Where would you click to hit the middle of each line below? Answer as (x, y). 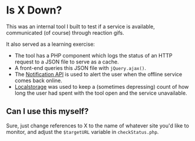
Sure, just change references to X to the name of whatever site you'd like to (98, 125)
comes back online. (39, 80)
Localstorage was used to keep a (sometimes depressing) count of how (102, 86)
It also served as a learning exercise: (51, 44)
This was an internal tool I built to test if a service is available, (80, 26)
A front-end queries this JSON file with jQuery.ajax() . (80, 68)
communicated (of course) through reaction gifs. (65, 32)
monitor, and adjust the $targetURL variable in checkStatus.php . (82, 132)
